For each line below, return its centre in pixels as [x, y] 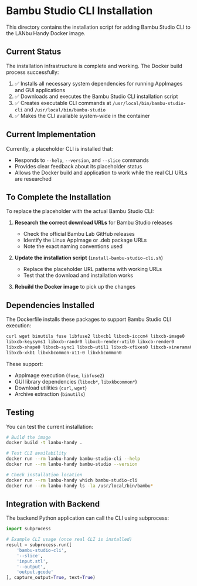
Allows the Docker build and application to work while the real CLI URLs [101, 172]
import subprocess [28, 529]
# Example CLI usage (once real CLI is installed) [69, 540]
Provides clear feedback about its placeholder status [78, 166]
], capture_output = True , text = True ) [51, 578]
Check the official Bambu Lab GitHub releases [79, 234]
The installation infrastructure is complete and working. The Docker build [94, 66]
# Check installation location [44, 475]
